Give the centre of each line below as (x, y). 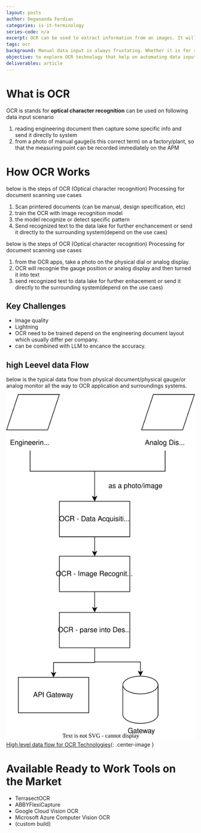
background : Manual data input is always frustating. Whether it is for (99, 51)
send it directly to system (46, 135)
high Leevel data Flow (48, 365)
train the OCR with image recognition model (68, 213)
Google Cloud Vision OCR (47, 811)
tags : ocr (19, 44)
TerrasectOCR (32, 798)
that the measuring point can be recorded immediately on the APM (97, 148)
